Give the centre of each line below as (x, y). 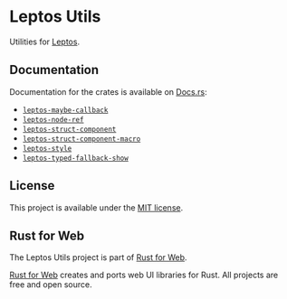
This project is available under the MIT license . (96, 207)
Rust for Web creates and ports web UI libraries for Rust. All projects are (144, 275)
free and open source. (51, 285)
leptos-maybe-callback (65, 110)
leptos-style (47, 148)
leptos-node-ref (53, 119)
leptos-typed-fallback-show (75, 158)
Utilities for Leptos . (44, 42)
